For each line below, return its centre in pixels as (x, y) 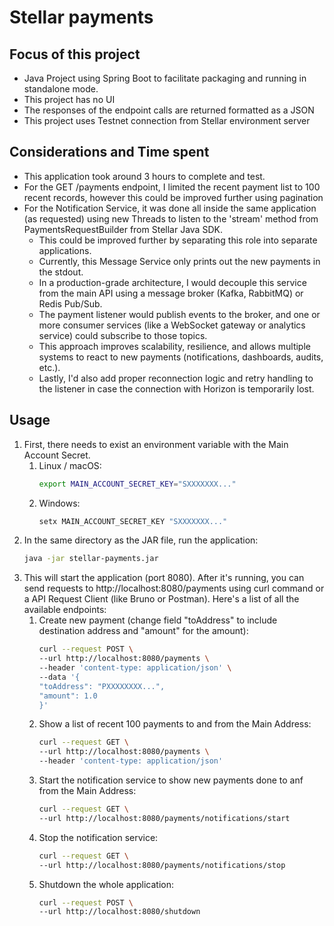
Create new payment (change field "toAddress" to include (158, 620)
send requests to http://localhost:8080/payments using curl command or (174, 588)
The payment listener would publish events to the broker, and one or (179, 314)
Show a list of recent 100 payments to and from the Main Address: (175, 724)
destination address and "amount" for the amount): (143, 631)
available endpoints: (65, 610)
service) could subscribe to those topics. (123, 335)
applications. (65, 250)
